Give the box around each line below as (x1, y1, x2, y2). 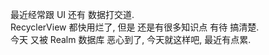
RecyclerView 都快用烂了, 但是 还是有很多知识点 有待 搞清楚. (10, 21, 260, 33)
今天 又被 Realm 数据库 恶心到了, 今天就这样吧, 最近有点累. (10, 34, 252, 45)
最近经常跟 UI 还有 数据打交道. (10, 9, 135, 20)
